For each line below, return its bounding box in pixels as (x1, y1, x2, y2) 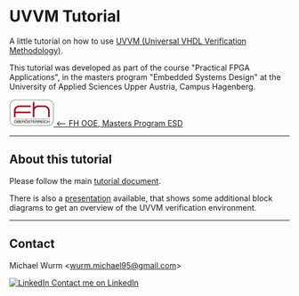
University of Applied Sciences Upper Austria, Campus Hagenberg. (9, 81, 256, 92)
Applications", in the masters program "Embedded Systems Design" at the (9, 71, 282, 82)
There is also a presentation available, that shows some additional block (9, 193, 273, 204)
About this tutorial (9, 152, 113, 167)
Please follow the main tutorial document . (9, 175, 162, 186)
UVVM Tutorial (9, 6, 121, 27)
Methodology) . (9, 44, 64, 55)
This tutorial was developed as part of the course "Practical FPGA (9, 62, 251, 73)
